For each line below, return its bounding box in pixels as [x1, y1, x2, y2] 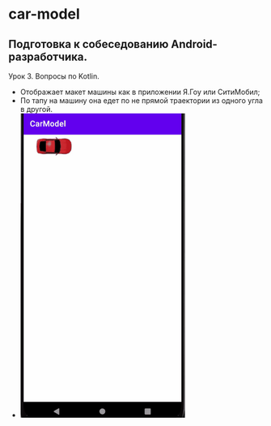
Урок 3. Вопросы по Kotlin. [8, 71, 100, 81]
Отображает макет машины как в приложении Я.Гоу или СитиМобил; [19, 87, 260, 97]
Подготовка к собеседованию [8, 37, 169, 51]
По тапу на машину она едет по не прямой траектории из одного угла [19, 96, 263, 105]
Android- [171, 37, 218, 51]
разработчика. [8, 49, 87, 63]
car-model [8, 5, 81, 24]
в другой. [19, 105, 53, 114]
